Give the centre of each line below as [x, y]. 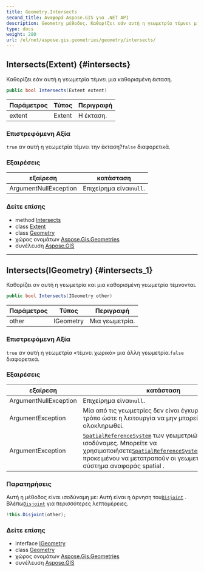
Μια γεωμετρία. [112, 321]
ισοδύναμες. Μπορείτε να [120, 443]
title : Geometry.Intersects [42, 12]
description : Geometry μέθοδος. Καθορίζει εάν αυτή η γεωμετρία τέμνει [99, 23]
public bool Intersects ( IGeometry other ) [59, 296]
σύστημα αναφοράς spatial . [124, 466]
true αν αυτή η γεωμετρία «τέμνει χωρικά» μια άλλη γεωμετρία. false [95, 352]
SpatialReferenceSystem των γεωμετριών [142, 436]
